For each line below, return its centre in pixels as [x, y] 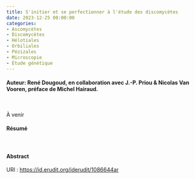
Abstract [18, 156]
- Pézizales [21, 52]
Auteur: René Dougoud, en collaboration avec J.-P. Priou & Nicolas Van [98, 82]
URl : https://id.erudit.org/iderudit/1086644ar [62, 170]
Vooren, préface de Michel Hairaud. [52, 89]
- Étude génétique [30, 63]
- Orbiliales [23, 46]
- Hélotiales [23, 40]
